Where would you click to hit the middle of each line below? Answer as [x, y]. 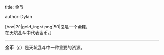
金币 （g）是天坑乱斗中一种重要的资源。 [45, 48]
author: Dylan [19, 17]
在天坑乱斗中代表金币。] [29, 33]
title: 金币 [14, 7]
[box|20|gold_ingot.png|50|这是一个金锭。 [48, 27]
